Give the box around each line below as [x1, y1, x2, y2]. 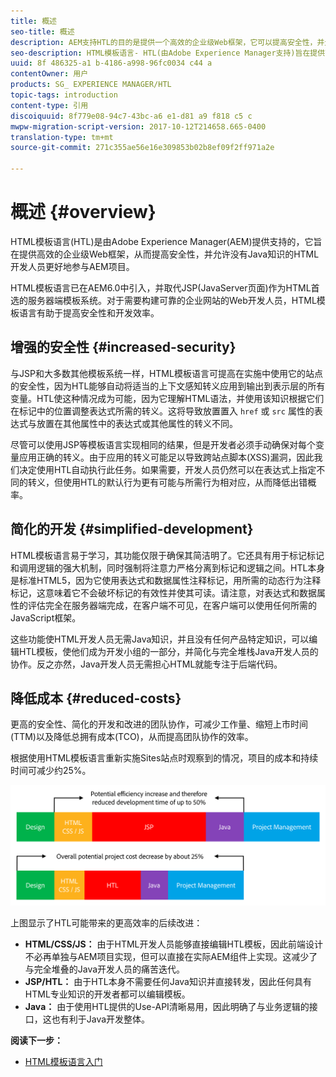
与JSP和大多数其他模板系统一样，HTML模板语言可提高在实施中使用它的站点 [10, 367, 323, 379]
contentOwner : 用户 [10, 69, 89, 79]
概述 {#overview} [10, 201, 157, 224]
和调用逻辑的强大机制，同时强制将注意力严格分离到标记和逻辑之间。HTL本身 [10, 561, 326, 574]
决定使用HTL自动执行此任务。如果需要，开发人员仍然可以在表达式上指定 [18, 463, 317, 475]
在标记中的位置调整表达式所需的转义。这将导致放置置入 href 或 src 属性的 [10, 405, 315, 417]
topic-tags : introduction [10, 90, 118, 100]
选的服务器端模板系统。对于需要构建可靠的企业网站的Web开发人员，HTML [10, 294, 317, 306]
